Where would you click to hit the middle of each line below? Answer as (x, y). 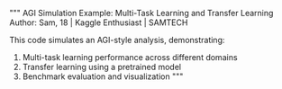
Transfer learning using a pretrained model (102, 67)
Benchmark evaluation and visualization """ (103, 76)
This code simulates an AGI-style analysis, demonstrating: (117, 40)
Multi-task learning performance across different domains (130, 57)
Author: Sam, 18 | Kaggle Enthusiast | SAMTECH (99, 22)
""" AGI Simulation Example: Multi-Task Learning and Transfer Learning (141, 13)
